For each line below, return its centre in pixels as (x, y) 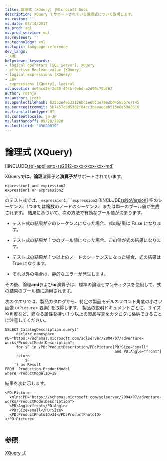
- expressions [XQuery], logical (40, 84)
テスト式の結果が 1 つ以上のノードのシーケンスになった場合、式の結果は (86, 257)
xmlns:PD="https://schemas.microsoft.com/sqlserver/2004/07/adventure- (86, 397)
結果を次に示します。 (27, 383)
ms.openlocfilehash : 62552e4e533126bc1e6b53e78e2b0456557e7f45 (72, 103)
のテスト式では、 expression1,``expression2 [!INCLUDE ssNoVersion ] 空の (82, 200)
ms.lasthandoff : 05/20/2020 (34, 121)
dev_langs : (16, 51)
